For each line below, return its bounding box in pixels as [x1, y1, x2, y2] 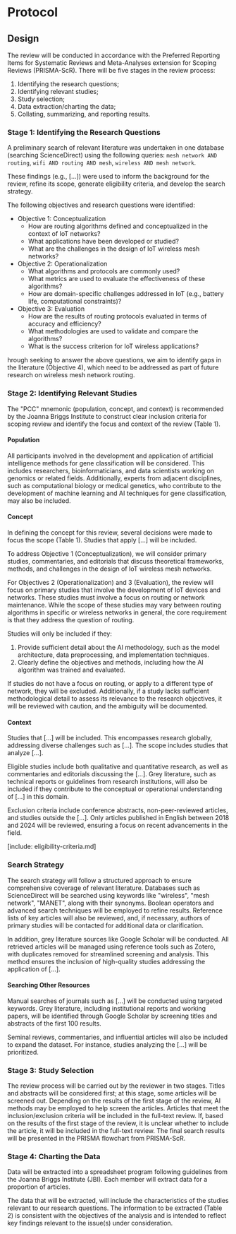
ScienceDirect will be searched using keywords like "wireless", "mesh [7, 891, 210, 899]
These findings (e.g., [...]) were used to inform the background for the [7, 172, 210, 181]
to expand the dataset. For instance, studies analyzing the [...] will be [7, 1040, 208, 1049]
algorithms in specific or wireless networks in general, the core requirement [7, 608, 228, 617]
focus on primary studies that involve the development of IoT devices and [7, 586, 221, 594]
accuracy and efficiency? [27, 319, 101, 328]
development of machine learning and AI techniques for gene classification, [7, 489, 227, 497]
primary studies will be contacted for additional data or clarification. [7, 921, 204, 930]
